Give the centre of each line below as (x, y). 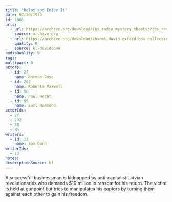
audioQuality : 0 (23, 53)
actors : (14, 67)
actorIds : (16, 111)
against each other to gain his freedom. (47, 194)
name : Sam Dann (31, 144)
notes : (12, 158)
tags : (11, 58)
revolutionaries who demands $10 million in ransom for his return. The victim (86, 183)
